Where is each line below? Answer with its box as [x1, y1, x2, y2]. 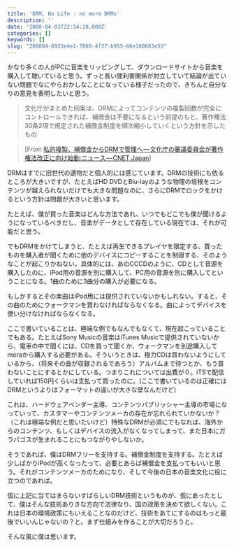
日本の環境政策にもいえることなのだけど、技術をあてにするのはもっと [19, 509, 221, 517]
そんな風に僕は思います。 [7, 532, 80, 541]
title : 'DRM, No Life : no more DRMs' [7, 10, 120, 17]
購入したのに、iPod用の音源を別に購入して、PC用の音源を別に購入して [7, 269, 212, 276]
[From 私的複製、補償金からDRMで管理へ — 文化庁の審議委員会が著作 [24, 145, 224, 153]
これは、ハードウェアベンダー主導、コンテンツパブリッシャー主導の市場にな [7, 400, 228, 409]
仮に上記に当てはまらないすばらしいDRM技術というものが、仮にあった [7, 491, 211, 499]
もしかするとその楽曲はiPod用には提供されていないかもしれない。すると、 [7, 292, 221, 300]
